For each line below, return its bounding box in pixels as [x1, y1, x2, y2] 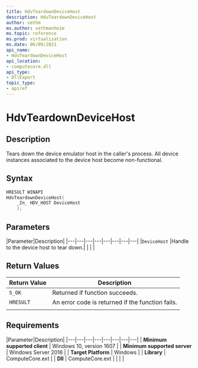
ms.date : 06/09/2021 [6, 42, 57, 48]
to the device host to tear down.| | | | [6, 244, 95, 251]
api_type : [6, 69, 31, 75]
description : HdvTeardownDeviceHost [6, 14, 96, 20]
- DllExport [6, 74, 35, 80]
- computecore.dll [6, 63, 51, 70]
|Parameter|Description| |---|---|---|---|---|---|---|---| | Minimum [6, 336, 167, 343]
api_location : [6, 58, 41, 64]
